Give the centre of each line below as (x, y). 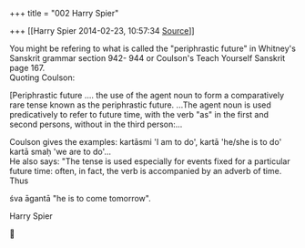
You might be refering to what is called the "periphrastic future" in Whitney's (152, 48)
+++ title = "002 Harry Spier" (64, 13)
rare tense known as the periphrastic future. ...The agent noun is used (140, 105)
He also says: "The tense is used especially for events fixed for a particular (150, 161)
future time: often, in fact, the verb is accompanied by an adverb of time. (146, 171)
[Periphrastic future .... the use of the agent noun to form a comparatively (147, 95)
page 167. (27, 68)
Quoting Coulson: (42, 77)
